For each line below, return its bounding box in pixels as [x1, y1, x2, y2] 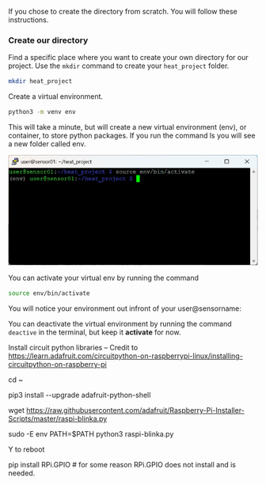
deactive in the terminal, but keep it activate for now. [8, 327, 181, 337]
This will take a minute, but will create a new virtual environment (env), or [8, 123, 247, 132]
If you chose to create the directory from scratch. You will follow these [8, 7, 237, 16]
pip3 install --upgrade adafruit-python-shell [8, 391, 151, 400]
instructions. [8, 15, 49, 25]
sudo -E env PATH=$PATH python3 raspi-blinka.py [8, 429, 174, 439]
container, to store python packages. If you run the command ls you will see [8, 130, 256, 141]
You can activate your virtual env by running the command [8, 273, 199, 283]
